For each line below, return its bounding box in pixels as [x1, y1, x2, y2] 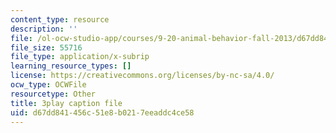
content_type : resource [10, 14, 110, 25]
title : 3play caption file [10, 98, 123, 108]
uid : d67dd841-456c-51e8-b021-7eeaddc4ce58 [10, 107, 195, 118]
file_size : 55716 [10, 42, 83, 53]
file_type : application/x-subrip [10, 52, 150, 62]
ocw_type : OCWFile [10, 80, 87, 90]
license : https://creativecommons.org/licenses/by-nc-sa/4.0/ [10, 71, 275, 81]
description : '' [10, 24, 78, 34]
